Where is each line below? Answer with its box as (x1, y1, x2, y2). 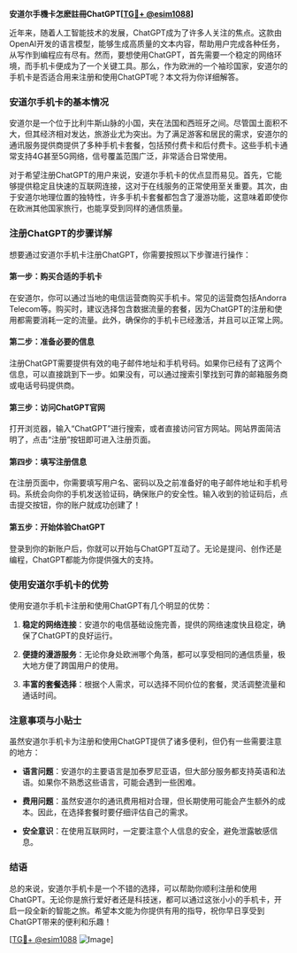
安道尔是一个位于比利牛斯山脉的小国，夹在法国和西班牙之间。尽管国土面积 (9, 118, 280, 128)
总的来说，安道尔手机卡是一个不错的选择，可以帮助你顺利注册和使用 (9, 883, 257, 894)
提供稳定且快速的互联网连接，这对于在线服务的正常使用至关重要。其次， (16, 181, 280, 191)
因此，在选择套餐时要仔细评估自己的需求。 (37, 807, 193, 817)
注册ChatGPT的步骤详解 (9, 228, 113, 240)
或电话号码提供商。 (9, 380, 80, 391)
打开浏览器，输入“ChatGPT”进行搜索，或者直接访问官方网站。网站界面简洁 (9, 423, 281, 434)
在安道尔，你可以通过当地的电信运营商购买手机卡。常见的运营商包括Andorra (9, 292, 287, 303)
